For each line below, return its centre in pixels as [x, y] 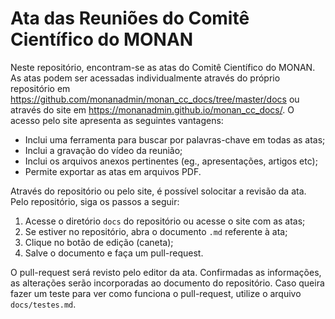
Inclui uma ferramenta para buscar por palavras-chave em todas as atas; [175, 139]
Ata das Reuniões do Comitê [130, 18]
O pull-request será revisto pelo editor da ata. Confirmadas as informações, [166, 272]
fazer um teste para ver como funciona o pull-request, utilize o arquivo [156, 293]
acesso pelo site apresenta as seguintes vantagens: [117, 120]
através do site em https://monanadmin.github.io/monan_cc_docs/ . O [152, 109]
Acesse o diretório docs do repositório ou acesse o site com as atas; [165, 221]
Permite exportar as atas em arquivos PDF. [113, 171]
